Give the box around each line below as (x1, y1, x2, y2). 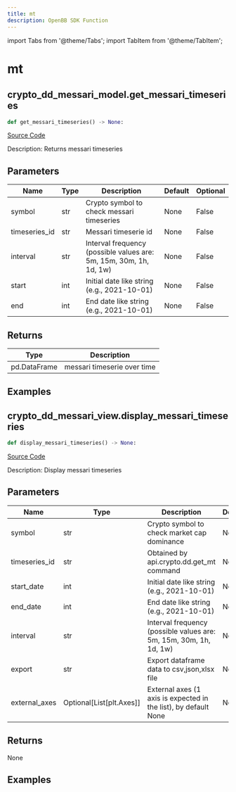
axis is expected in (147, 693, 209, 703)
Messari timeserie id (85, 227, 153, 237)
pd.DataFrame (11, 362, 58, 372)
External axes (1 (147, 684, 202, 694)
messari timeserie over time (64, 362, 156, 372)
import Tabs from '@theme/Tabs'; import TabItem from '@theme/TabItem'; (7, 36, 223, 44)
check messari (85, 207, 134, 217)
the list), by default (147, 702, 209, 712)
